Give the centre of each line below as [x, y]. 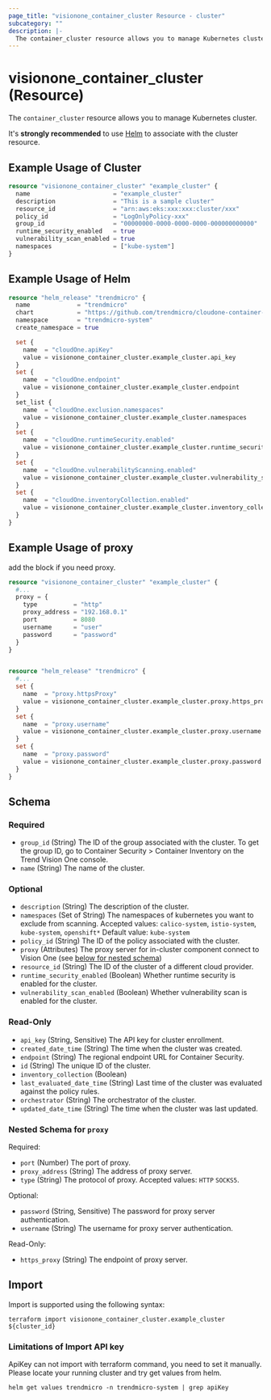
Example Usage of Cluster [75, 168]
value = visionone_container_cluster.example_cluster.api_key [129, 357]
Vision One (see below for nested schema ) [91, 958]
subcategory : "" [35, 23]
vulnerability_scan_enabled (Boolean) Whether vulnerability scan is [133, 993]
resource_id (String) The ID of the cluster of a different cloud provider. [137, 967]
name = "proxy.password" [67, 754]
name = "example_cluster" [99, 194]
